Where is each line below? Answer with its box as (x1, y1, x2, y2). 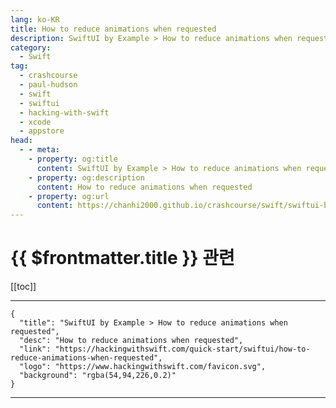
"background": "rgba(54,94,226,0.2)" (19, 371, 177, 381)
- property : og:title (28, 154, 118, 164)
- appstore (19, 126, 65, 136)
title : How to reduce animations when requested (10, 24, 217, 34)
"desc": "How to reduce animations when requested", (19, 336, 244, 346)
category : (10, 42, 52, 53)
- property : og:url (28, 191, 110, 201)
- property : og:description (28, 172, 145, 183)
